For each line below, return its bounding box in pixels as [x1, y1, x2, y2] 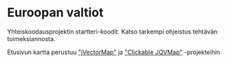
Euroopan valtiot [7, 5, 104, 21]
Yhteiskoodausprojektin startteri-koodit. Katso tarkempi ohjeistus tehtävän [7, 27, 218, 36]
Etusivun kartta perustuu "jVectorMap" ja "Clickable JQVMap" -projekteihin [7, 48, 221, 56]
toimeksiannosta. [7, 34, 56, 42]
